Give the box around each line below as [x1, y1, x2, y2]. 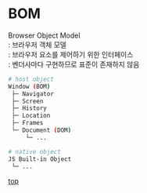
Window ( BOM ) [8, 82, 51, 90]
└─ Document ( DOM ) [11, 126, 72, 134]
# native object [8, 147, 61, 155]
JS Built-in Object [8, 155, 72, 163]
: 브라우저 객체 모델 [8, 40, 66, 49]
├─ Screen [11, 97, 44, 105]
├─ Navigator [11, 89, 55, 98]
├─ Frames [11, 119, 44, 127]
